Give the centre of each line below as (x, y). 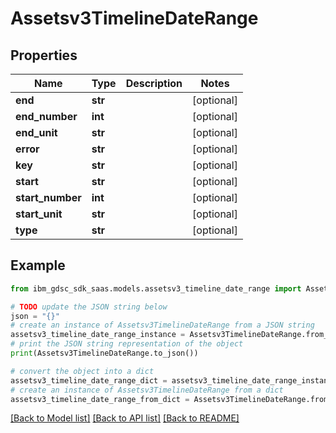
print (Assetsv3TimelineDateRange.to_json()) (104, 353)
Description (154, 83)
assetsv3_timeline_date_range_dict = (89, 380)
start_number (48, 197)
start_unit (39, 214)
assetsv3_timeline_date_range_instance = (98, 335)
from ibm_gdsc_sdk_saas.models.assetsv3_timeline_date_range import (156, 288)
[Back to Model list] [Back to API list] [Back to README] (125, 418)
